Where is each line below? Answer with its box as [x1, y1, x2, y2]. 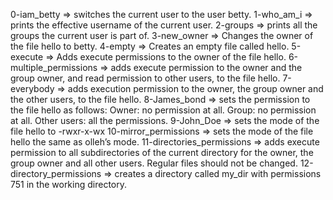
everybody [10, 83, 55, 94]
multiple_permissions [10, 62, 98, 73]
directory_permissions [10, 168, 102, 179]
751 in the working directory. [10, 179, 128, 190]
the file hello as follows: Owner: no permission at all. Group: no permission [10, 104, 317, 116]
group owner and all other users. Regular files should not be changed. [10, 157, 298, 169]
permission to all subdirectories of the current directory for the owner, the [10, 147, 314, 158]
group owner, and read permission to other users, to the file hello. [10, 72, 281, 84]
